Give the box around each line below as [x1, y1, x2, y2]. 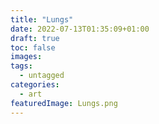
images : [10, 52, 43, 62]
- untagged [19, 71, 65, 81]
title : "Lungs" [10, 14, 74, 25]
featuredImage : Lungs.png [10, 98, 118, 108]
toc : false [10, 42, 56, 53]
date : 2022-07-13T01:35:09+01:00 [10, 24, 150, 34]
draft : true [10, 33, 60, 43]
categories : [10, 80, 60, 90]
